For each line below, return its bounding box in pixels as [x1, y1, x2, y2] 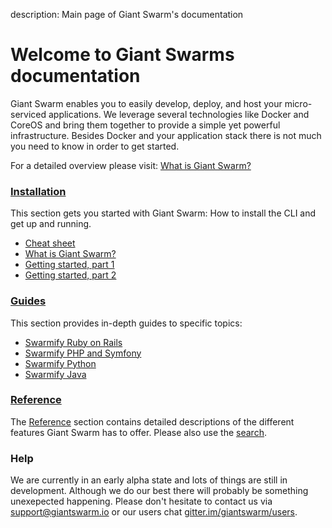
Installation [10, 184, 67, 198]
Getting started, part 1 [24, 259, 115, 271]
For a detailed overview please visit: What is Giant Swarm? [10, 159, 252, 171]
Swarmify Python [24, 357, 97, 369]
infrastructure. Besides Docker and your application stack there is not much [10, 129, 322, 141]
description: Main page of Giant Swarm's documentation [10, 9, 244, 20]
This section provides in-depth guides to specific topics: [10, 317, 243, 329]
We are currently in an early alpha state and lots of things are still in [10, 474, 288, 486]
